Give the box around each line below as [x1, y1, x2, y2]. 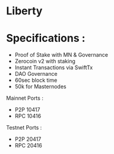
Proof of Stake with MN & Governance [14, 51, 109, 58]
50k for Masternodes [14, 83, 66, 90]
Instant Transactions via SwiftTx [14, 64, 93, 71]
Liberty [6, 4, 43, 18]
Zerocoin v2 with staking [14, 58, 76, 65]
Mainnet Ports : [6, 94, 43, 102]
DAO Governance [14, 70, 58, 78]
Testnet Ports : [6, 124, 42, 131]
